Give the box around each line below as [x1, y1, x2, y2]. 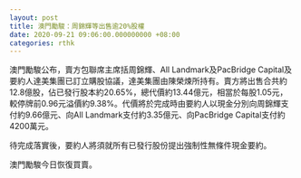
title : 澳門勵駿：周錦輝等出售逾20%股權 [9, 22, 145, 31]
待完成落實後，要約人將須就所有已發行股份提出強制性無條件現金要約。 [9, 140, 272, 151]
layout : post [9, 13, 59, 23]
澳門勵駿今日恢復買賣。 [9, 159, 97, 170]
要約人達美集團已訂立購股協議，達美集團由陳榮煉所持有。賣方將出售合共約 [9, 76, 287, 87]
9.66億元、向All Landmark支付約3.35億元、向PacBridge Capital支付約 [24, 109, 286, 120]
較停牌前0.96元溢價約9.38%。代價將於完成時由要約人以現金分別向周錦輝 [9, 98, 281, 109]
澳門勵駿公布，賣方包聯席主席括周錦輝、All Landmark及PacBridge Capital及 [9, 64, 293, 75]
